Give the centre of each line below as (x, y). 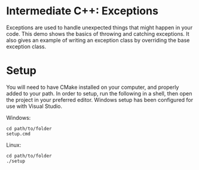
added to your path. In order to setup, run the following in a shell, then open (99, 93)
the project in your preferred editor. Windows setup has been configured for (100, 100)
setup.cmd (19, 134)
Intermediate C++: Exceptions (82, 11)
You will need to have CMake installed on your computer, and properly (93, 87)
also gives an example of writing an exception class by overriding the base (98, 40)
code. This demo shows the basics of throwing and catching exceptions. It (98, 33)
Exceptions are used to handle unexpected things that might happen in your (99, 27)
